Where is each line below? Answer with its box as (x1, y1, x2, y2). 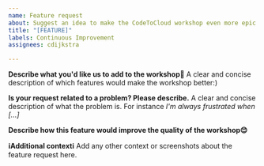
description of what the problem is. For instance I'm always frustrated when (8, 102, 255, 111)
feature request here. (8, 150, 77, 160)
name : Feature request (8, 11, 83, 20)
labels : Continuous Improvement (8, 33, 115, 42)
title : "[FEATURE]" (8, 26, 73, 34)
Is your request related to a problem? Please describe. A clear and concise (8, 93, 256, 103)
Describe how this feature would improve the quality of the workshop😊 (8, 126, 248, 135)
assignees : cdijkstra (8, 41, 80, 49)
